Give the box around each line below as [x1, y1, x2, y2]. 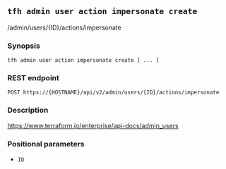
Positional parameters [7, 139, 85, 149]
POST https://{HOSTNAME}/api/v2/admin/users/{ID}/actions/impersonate [7, 89, 220, 96]
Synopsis [7, 41, 40, 51]
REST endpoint [7, 73, 60, 83]
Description [7, 106, 49, 115]
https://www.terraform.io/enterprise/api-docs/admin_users [7, 121, 179, 130]
